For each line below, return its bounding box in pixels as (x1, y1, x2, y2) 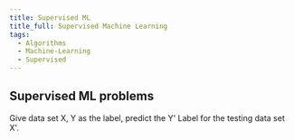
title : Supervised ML (9, 13, 91, 23)
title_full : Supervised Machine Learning (9, 22, 168, 31)
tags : (9, 30, 30, 39)
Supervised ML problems (9, 89, 155, 104)
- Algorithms (17, 38, 67, 48)
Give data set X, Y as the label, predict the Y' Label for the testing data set (9, 112, 285, 123)
